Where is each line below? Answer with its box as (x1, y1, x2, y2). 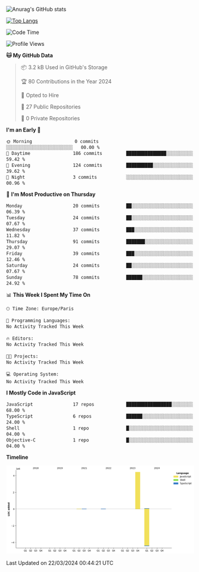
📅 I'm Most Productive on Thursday (6, 191, 96, 198)
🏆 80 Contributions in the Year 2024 (20, 78, 112, 85)
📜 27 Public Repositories (20, 103, 81, 110)
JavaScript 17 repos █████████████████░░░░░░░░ (6, 402, 194, 408)
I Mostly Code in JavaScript (6, 389, 76, 396)
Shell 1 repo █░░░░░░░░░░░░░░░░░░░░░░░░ (6, 425, 194, 431)
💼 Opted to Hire (20, 92, 60, 98)
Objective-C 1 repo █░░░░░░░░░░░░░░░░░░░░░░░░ (6, 437, 194, 443)
